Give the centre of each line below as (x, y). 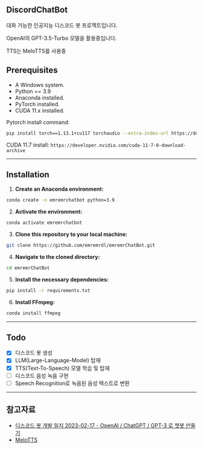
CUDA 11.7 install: (28, 145)
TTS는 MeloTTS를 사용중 (36, 51)
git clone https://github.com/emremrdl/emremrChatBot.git (81, 246)
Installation (28, 174)
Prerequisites (32, 70)
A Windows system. (40, 84)
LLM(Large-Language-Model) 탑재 (58, 360)
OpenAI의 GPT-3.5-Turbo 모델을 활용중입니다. (62, 38)
